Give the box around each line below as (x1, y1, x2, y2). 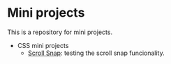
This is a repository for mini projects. (7, 28, 113, 36)
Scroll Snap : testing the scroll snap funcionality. (27, 49, 165, 57)
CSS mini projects (17, 41, 69, 49)
